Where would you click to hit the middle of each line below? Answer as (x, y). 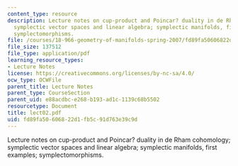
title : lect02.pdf (34, 113)
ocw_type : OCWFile (34, 80)
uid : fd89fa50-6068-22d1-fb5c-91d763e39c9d (73, 119)
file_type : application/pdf (49, 54)
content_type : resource (42, 14)
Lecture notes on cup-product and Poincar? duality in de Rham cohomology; (119, 140)
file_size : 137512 (34, 47)
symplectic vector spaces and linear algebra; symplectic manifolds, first (112, 147)
